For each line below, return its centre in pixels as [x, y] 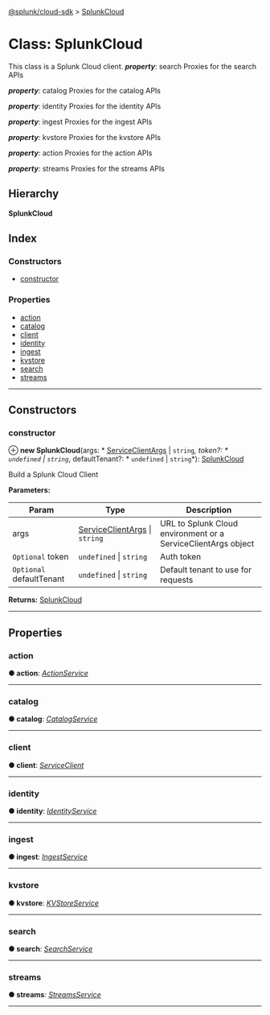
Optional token [41, 557]
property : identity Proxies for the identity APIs [85, 106]
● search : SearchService [51, 948]
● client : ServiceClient [46, 765]
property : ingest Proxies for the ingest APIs [80, 122]
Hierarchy [34, 194]
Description [209, 510]
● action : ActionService [48, 673]
